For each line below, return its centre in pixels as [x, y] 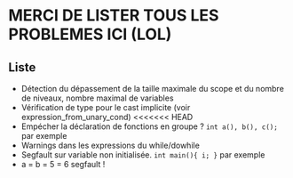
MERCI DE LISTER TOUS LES [114, 16]
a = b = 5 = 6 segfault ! [63, 164]
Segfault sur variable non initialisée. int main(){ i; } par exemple [143, 155]
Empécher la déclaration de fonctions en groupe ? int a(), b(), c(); [150, 126]
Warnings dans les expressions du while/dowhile [111, 145]
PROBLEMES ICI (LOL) [90, 34]
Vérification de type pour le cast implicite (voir [106, 107]
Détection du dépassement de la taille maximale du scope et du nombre [153, 89]
